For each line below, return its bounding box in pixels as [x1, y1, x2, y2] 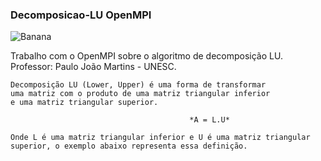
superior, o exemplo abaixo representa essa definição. [10, 141, 248, 152]
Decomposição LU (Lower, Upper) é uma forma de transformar [10, 80, 267, 90]
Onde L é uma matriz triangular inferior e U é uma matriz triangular [10, 133, 311, 143]
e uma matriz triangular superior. [10, 98, 159, 108]
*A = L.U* [189, 115, 230, 125]
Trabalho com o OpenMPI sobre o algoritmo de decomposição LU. [10, 50, 283, 62]
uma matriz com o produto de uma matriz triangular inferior [10, 89, 271, 99]
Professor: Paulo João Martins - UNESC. [10, 61, 177, 73]
